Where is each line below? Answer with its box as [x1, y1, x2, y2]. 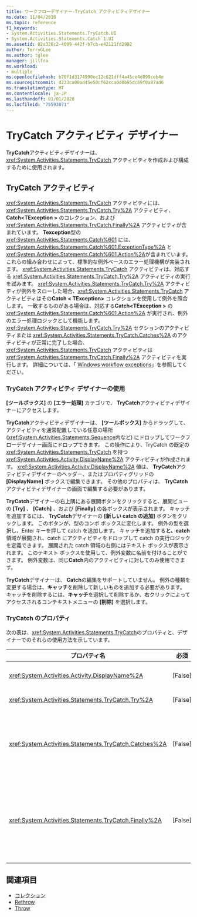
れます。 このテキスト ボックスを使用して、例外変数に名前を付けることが [6, 549, 183, 556]
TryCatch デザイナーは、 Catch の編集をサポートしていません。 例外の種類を [6, 576, 191, 583]
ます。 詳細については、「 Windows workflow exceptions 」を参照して [16, 361, 182, 368]
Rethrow [14, 898, 35, 905]
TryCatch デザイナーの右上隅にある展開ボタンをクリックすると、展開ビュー [6, 497, 189, 504]
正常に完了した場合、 [36, 339, 88, 346]
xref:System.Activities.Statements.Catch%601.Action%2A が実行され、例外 [6, 310, 188, 317]
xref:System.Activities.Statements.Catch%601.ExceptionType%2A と [6, 243, 172, 250]
